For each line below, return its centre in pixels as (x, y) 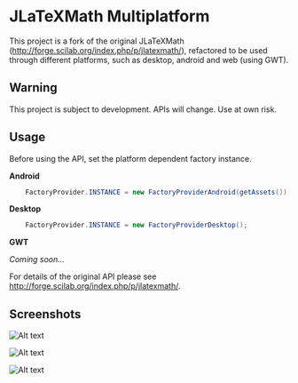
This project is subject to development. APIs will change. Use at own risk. (143, 109)
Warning (33, 88)
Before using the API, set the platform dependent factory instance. (130, 158)
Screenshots (45, 314)
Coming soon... (37, 259)
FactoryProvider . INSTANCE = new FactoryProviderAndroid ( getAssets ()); (158, 192)
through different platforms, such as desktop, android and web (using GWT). (149, 60)
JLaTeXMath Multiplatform (110, 16)
